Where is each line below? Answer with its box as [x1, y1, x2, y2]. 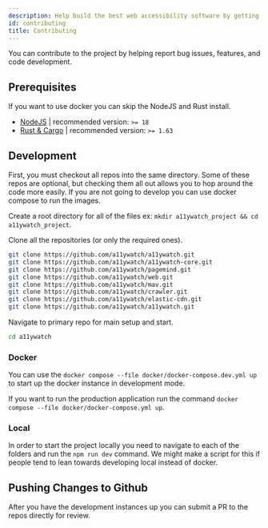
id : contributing [8, 19, 66, 27]
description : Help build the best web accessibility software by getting [8, 11, 260, 20]
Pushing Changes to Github [8, 481, 148, 494]
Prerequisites [8, 80, 77, 94]
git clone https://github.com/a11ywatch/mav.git [8, 280, 174, 288]
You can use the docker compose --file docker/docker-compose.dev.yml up [8, 370, 258, 380]
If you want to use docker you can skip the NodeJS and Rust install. [8, 102, 231, 111]
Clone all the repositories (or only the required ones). [8, 236, 182, 244]
